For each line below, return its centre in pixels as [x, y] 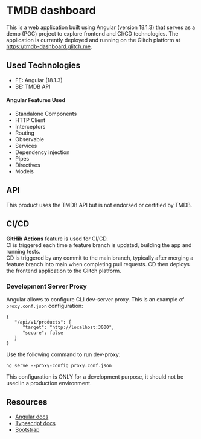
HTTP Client [30, 120]
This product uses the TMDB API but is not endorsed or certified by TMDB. [99, 205]
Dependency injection [42, 152]
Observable [29, 139]
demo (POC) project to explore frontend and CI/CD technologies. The [92, 33]
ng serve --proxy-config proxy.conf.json [59, 365]
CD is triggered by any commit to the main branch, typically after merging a [100, 258]
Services [26, 146]
